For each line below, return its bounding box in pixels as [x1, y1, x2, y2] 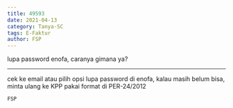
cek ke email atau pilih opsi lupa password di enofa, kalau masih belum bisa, [7, 75, 225, 83]
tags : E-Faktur [7, 29, 51, 37]
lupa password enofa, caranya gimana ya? [7, 55, 128, 63]
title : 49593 [7, 10, 45, 17]
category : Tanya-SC [7, 23, 64, 30]
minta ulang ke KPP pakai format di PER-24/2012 [7, 82, 147, 91]
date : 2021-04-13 [7, 17, 58, 24]
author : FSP [7, 36, 42, 43]
